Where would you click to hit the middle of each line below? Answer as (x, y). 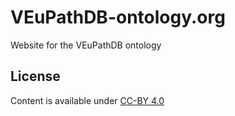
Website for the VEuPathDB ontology (86, 45)
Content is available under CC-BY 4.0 (87, 100)
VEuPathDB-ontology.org (118, 17)
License (35, 76)
